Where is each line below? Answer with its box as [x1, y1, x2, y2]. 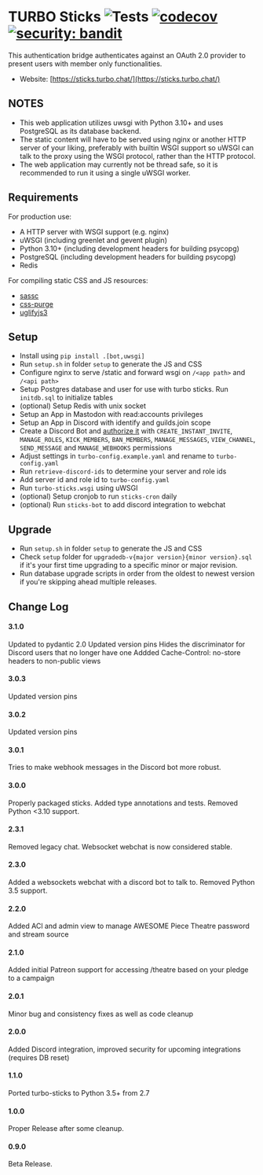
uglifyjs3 [19, 308, 48, 317]
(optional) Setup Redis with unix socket [19, 401, 147, 411]
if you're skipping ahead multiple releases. [19, 577, 157, 587]
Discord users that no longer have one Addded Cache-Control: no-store [8, 647, 241, 657]
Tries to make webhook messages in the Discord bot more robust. [8, 763, 221, 772]
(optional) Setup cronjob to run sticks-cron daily [19, 492, 177, 501]
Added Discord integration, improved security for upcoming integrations [8, 1044, 241, 1054]
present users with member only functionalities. [8, 59, 163, 68]
